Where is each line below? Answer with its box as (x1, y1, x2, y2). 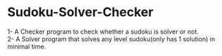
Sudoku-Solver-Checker (7, 4, 154, 20)
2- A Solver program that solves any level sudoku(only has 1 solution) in (7, 34, 216, 43)
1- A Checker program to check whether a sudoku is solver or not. (7, 27, 199, 36)
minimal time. (7, 42, 47, 50)
